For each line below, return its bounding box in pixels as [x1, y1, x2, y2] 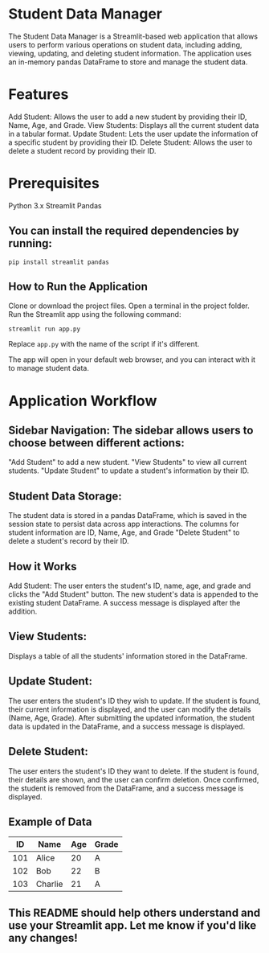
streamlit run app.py [8, 325, 81, 334]
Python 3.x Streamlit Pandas [8, 200, 102, 210]
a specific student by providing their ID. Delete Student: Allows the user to [8, 138, 253, 147]
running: [8, 236, 52, 250]
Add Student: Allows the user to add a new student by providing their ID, [8, 112, 247, 121]
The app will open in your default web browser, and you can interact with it [8, 355, 255, 364]
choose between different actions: [8, 436, 185, 450]
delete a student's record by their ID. [8, 536, 130, 546]
